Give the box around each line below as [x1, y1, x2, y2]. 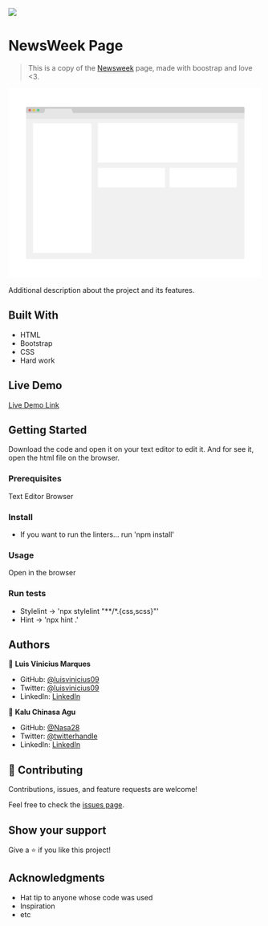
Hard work [19, 355, 55, 365]
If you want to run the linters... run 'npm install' [19, 530, 175, 539]
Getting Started [8, 423, 87, 437]
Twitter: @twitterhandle [19, 731, 98, 741]
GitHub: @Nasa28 [19, 723, 80, 733]
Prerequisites [8, 473, 62, 485]
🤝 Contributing [8, 763, 83, 777]
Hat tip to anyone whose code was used [19, 892, 153, 902]
